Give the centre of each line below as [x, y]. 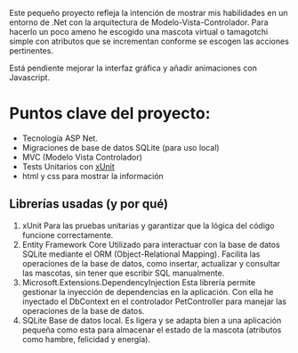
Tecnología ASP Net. [60, 138]
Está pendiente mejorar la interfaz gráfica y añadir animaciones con [133, 68]
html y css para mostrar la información [93, 176]
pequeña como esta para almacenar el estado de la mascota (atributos [152, 330]
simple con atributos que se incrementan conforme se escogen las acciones [149, 41]
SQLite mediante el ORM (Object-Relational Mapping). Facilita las [141, 254]
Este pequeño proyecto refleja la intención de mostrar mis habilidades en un [149, 13]
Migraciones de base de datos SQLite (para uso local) [121, 147]
